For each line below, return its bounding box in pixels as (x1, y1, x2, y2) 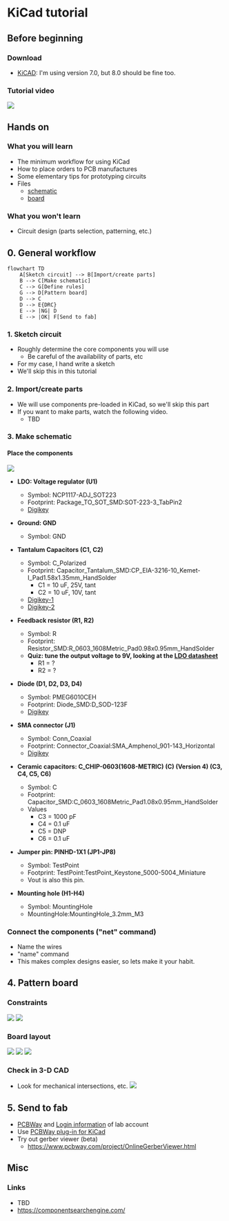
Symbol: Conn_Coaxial (27, 734, 92, 742)
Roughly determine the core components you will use (17, 345, 169, 353)
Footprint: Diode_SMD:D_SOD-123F (27, 700, 128, 708)
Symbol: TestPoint (27, 861, 79, 869)
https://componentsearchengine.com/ (17, 1206, 126, 1214)
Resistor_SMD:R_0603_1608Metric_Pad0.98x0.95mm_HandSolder (27, 644, 215, 653)
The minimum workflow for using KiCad (17, 157, 130, 166)
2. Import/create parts (7, 384, 83, 394)
